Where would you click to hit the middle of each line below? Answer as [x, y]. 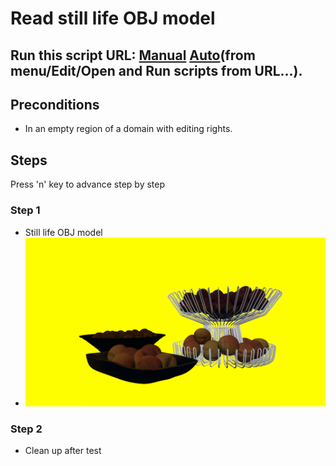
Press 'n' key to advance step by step [88, 184]
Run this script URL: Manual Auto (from [133, 55]
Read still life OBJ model [113, 18]
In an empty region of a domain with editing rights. [128, 129]
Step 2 [26, 429]
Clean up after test [63, 450]
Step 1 [25, 210]
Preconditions [55, 104]
